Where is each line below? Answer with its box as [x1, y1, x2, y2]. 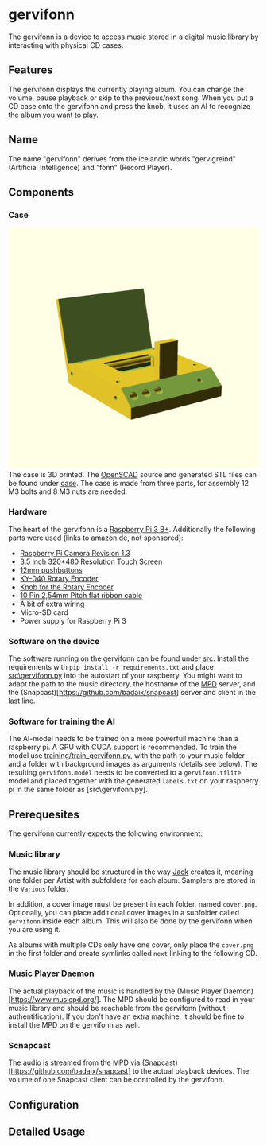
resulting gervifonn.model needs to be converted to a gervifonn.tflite [8, 767, 242, 777]
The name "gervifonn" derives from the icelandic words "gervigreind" [8, 153, 237, 164]
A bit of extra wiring [19, 599, 85, 608]
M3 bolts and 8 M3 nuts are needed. [8, 487, 128, 496]
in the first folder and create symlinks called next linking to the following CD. [8, 948, 257, 958]
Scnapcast [8, 1039, 51, 1051]
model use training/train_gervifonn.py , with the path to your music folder [8, 751, 245, 760]
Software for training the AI [8, 716, 115, 727]
